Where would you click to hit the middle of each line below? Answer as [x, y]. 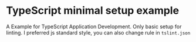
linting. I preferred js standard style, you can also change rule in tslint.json [98, 32]
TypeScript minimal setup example [93, 11]
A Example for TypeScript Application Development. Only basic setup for [94, 26]
